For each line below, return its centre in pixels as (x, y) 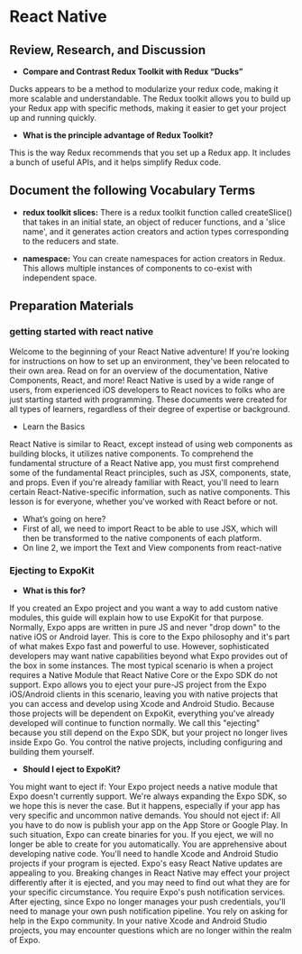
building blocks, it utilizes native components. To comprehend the (132, 454)
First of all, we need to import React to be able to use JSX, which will (150, 528)
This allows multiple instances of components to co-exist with (137, 268)
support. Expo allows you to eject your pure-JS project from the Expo (138, 684)
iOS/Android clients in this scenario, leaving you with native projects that (144, 694)
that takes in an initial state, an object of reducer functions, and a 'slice (154, 222)
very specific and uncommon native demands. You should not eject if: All (145, 815)
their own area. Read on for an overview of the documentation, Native (139, 371)
